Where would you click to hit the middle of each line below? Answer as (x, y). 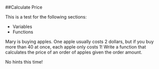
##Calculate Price (24, 7)
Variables (22, 26)
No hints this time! (24, 62)
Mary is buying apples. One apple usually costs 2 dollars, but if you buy (79, 41)
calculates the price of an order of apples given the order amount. (74, 52)
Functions (23, 32)
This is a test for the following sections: (46, 17)
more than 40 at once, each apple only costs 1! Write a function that (76, 47)
